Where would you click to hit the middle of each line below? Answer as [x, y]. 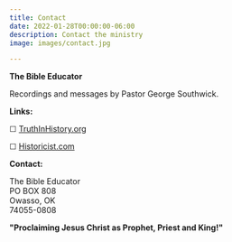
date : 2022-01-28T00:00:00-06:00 [72, 26]
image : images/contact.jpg [60, 43]
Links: [21, 112]
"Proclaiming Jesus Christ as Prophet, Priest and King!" [116, 228]
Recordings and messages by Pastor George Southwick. [114, 94]
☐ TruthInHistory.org [48, 129]
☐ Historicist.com [42, 146]
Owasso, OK [32, 200]
